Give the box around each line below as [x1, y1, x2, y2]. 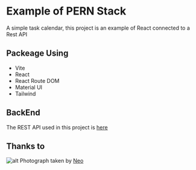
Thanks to [6, 141, 45, 151]
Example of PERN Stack [6, 4, 127, 18]
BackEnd [6, 108, 40, 118]
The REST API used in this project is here [6, 123, 108, 131]
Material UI [14, 83, 43, 91]
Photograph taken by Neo [19, 157, 84, 165]
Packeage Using [6, 48, 69, 59]
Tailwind [14, 90, 36, 97]
